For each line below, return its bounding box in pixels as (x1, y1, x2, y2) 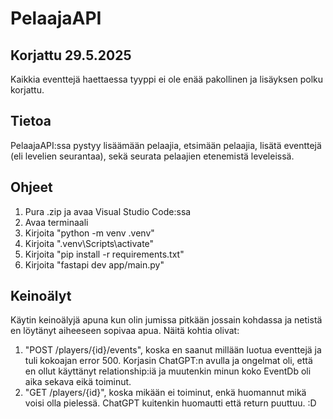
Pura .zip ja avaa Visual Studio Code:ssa (24, 205, 192, 217)
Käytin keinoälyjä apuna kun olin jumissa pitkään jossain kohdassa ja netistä (10, 314, 323, 326)
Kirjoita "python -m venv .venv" (24, 227, 155, 239)
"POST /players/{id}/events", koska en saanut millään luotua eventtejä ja (24, 344, 322, 356)
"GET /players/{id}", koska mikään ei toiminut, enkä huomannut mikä (24, 387, 307, 399)
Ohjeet (10, 179, 53, 196)
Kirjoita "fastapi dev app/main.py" (24, 258, 165, 271)
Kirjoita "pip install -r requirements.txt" (24, 248, 185, 260)
